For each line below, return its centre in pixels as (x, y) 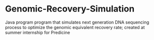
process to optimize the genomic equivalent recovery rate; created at (75, 27)
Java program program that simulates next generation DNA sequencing (77, 22)
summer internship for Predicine (38, 32)
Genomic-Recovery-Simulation (70, 9)
